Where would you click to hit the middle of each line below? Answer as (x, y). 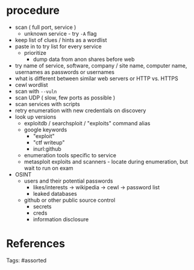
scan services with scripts (47, 104)
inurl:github (47, 149)
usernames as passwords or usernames (64, 72)
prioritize (35, 52)
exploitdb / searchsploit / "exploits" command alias (87, 123)
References (36, 244)
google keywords (45, 130)
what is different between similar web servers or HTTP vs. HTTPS (97, 78)
